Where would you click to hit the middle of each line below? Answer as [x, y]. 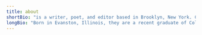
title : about [23, 12]
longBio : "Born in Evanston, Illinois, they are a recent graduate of [96, 23]
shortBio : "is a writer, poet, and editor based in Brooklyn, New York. [99, 17]
